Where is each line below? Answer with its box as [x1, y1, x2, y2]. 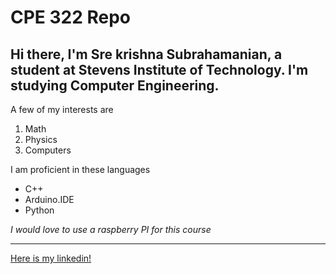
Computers [24, 144, 72, 156]
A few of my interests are [10, 104, 114, 115]
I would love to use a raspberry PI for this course [10, 224, 212, 235]
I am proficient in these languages [10, 164, 151, 175]
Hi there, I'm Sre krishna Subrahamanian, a [10, 46, 283, 63]
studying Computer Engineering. [10, 77, 220, 94]
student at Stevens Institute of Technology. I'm [10, 61, 309, 78]
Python [24, 204, 55, 216]
